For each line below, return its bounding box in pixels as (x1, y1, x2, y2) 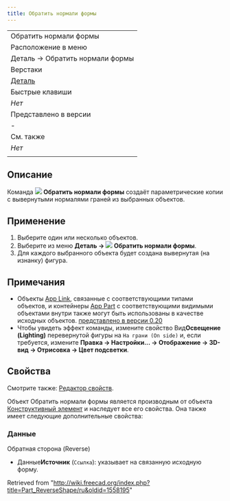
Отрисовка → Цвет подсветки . (36, 345, 129, 354)
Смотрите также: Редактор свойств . (7, 383, 115, 392)
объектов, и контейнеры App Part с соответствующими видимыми (16, 302, 214, 310)
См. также (10, 131, 45, 141)
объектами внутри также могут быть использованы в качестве (16, 309, 204, 317)
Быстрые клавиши (10, 87, 72, 96)
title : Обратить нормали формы (7, 10, 97, 17)
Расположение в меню (10, 42, 88, 52)
